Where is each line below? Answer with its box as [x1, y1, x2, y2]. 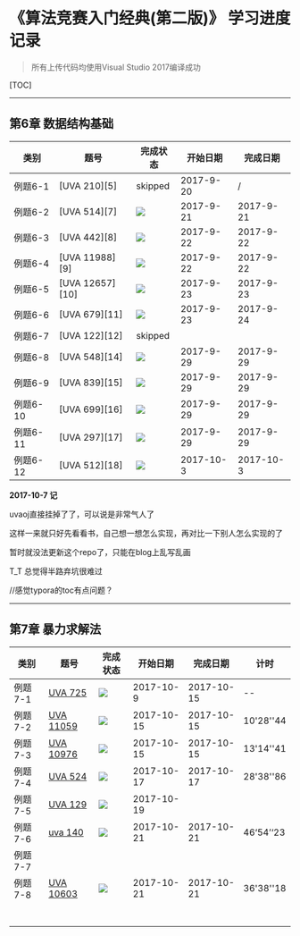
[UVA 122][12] [58, 329, 123, 342]
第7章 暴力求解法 [9, 622, 102, 637]
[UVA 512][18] [58, 459, 123, 471]
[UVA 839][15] [58, 376, 123, 389]
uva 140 [48, 826, 84, 839]
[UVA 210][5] [58, 180, 118, 192]
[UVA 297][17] [58, 431, 123, 443]
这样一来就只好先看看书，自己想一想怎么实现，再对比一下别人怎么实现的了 [9, 527, 283, 538]
